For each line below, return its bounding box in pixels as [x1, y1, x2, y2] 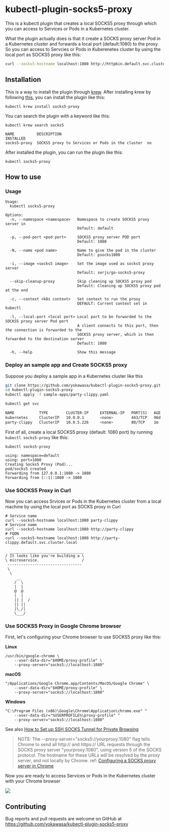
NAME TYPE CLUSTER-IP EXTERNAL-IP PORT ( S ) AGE [5, 411, 161, 416]
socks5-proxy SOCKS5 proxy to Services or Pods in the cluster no [5, 140, 152, 145]
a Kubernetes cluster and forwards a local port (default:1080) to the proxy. [5, 40, 159, 47]
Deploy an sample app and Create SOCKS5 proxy [5, 362, 127, 369]
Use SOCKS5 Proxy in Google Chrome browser [5, 622, 122, 629]
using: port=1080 [5, 457, 42, 462]
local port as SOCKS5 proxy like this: [5, 52, 81, 58]
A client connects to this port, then [77, 323, 158, 328]
